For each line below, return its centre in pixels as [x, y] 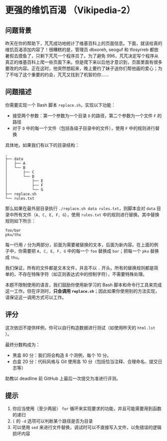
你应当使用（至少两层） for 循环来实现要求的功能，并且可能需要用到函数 [87, 408]
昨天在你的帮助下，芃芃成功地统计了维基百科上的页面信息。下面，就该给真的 [84, 43]
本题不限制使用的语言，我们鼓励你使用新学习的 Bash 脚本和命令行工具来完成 [83, 285]
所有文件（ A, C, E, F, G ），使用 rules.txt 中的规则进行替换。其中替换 [86, 214]
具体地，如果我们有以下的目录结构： [42, 145]
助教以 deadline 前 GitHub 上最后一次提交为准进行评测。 [63, 378]
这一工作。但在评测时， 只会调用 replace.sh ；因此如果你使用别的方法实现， [82, 291]
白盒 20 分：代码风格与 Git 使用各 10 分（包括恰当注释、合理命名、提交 [85, 361]
